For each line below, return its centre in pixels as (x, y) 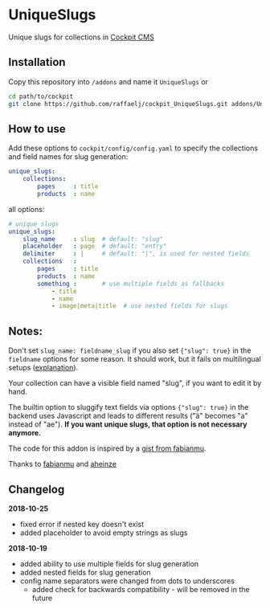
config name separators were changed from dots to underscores (127, 581)
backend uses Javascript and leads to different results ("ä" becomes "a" (128, 416)
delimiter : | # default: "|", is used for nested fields (136, 254)
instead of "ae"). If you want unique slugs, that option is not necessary (128, 424)
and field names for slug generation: (68, 157)
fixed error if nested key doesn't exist (82, 524)
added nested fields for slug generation (85, 572)
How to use (37, 129)
